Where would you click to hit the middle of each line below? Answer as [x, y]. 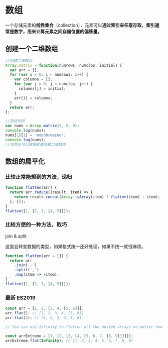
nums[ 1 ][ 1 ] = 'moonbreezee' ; [36, 135]
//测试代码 [15, 121]
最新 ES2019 [21, 298]
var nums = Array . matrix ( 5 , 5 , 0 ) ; [42, 126]
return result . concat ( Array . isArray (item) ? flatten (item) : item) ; [87, 197]
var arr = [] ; [24, 70]
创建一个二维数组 [32, 49]
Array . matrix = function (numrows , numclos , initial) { [64, 65]
